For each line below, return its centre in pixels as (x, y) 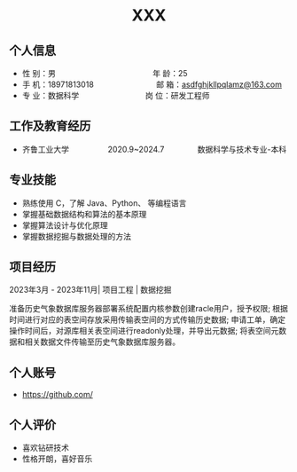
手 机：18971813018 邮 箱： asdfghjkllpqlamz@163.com (152, 84)
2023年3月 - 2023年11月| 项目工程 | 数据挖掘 (90, 290)
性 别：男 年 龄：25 (105, 73)
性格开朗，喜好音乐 (57, 459)
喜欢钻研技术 (45, 448)
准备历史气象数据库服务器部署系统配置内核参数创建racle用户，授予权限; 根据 (148, 309)
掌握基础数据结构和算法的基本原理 (84, 214)
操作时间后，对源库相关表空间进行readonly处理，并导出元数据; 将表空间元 (144, 331)
